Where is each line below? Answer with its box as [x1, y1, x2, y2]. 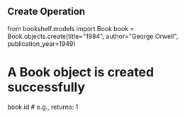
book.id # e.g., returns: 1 [7, 102, 79, 111]
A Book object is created [7, 64, 155, 80]
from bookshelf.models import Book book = [7, 24, 135, 33]
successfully [7, 79, 85, 95]
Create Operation [7, 6, 86, 18]
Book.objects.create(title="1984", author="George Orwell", [7, 32, 179, 40]
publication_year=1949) [7, 39, 76, 48]
